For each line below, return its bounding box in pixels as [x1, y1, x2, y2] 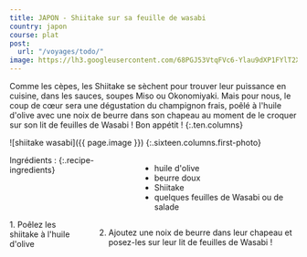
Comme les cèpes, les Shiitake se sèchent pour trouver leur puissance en [9, 81, 286, 91]
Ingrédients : [9, 155, 58, 165]
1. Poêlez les [9, 220, 57, 230]
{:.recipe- [58, 155, 94, 165]
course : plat [9, 30, 59, 39]
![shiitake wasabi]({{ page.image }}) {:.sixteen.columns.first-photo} [9, 138, 262, 148]
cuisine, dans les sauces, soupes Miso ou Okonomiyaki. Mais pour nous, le [9, 90, 291, 101]
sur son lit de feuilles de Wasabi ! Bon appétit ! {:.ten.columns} [9, 119, 244, 130]
